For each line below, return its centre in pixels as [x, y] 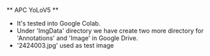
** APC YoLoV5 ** [33, 10]
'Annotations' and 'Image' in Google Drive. [77, 38]
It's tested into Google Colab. [59, 23]
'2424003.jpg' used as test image [65, 45]
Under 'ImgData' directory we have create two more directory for [110, 31]
